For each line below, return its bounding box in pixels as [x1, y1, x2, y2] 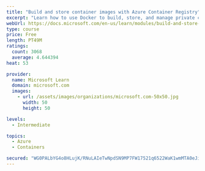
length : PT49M [6, 37, 43, 43]
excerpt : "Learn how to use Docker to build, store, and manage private [6, 15, 195, 21]
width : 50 [22, 100, 48, 106]
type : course [6, 26, 40, 32]
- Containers [12, 144, 45, 150]
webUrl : [6, 20, 26, 26]
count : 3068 [12, 49, 43, 55]
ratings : [6, 43, 29, 49]
